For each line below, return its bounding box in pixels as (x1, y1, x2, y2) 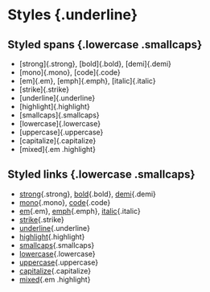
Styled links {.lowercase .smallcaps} (7, 167, 196, 182)
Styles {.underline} (7, 6, 138, 24)
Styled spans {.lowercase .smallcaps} (7, 38, 203, 51)
